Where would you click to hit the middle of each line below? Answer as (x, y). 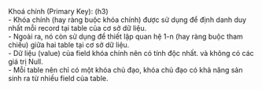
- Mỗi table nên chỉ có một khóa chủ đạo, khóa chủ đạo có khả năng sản (125, 70)
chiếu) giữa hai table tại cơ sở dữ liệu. (69, 45)
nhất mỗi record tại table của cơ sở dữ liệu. (77, 28)
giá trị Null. (26, 61)
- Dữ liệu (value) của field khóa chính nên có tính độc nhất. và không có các (131, 53)
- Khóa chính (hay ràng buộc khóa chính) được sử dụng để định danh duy (127, 20)
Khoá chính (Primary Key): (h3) (58, 11)
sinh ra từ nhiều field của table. (58, 78)
